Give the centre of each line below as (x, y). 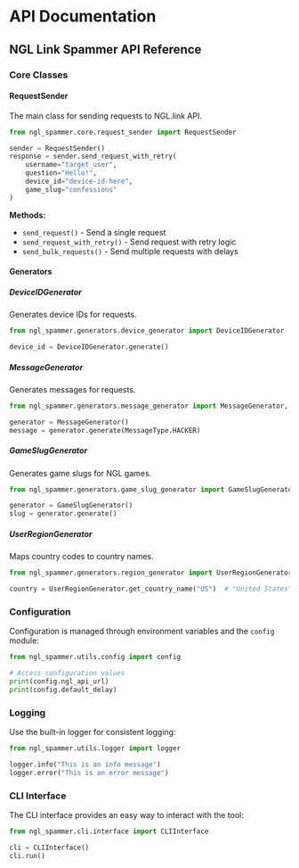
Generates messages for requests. (73, 389)
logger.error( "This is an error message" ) (89, 773)
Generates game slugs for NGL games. (81, 473)
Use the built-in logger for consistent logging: (93, 732)
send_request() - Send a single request (94, 232)
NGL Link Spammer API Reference (105, 50)
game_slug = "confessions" (71, 189)
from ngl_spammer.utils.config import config (95, 657)
